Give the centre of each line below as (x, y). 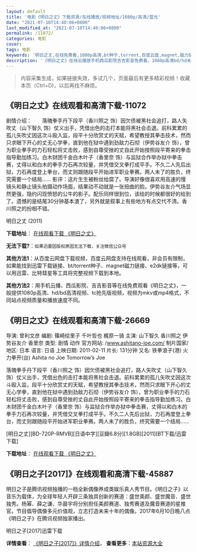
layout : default (26, 11)
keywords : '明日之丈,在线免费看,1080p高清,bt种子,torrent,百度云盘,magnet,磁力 (97, 55)
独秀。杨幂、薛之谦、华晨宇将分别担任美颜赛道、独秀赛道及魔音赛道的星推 (96, 503)
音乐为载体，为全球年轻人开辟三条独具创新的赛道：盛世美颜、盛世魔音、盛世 (98, 496)
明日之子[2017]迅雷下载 (34, 530)
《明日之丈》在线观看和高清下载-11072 (76, 105)
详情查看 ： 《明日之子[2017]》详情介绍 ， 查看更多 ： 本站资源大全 (84, 543)
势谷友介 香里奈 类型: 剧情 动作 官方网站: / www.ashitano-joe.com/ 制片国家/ (97, 343)
